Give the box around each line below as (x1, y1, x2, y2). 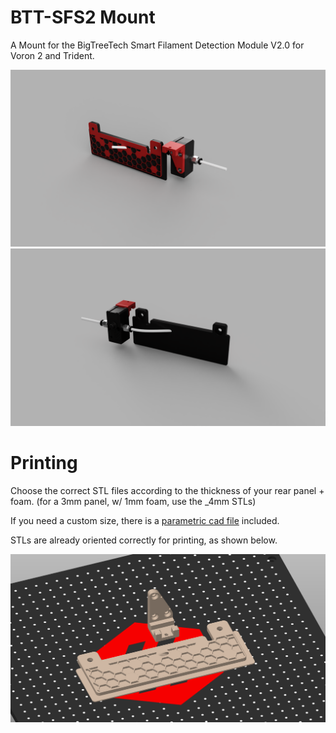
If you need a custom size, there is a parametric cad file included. (10, 514, 280, 526)
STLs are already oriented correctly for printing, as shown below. (10, 534, 278, 546)
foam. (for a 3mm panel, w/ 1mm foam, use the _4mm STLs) (10, 495, 257, 507)
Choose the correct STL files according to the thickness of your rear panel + (10, 484, 325, 496)
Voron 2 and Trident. (10, 49, 95, 61)
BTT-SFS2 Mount (10, 6, 156, 29)
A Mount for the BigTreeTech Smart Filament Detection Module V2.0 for (10, 39, 305, 51)
